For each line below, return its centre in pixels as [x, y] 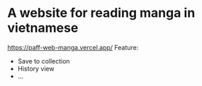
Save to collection [44, 61]
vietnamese [43, 28]
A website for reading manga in [101, 13]
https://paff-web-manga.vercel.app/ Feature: [73, 47]
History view [36, 68]
